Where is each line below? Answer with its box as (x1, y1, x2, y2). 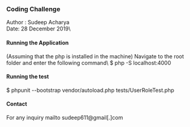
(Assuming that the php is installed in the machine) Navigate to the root (6, 52, 184, 60)
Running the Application (6, 39, 69, 46)
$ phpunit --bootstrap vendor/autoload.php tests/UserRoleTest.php (6, 86, 175, 94)
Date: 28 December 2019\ (6, 25, 71, 32)
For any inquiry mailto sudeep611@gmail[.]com (6, 114, 123, 121)
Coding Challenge (6, 5, 61, 13)
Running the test (6, 73, 49, 80)
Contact (6, 100, 27, 108)
